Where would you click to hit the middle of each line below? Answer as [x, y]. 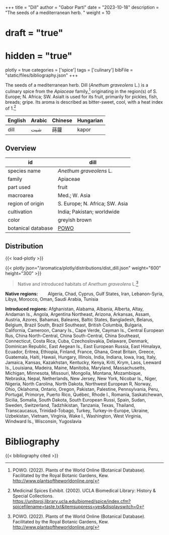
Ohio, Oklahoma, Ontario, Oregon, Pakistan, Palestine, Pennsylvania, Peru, [82, 389]
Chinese [62, 120]
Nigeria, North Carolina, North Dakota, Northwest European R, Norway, [78, 384]
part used [19, 187]
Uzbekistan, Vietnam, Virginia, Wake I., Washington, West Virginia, [74, 416]
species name [24, 171]
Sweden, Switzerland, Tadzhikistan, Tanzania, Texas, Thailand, [70, 405]
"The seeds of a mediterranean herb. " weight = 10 [58, 13]
